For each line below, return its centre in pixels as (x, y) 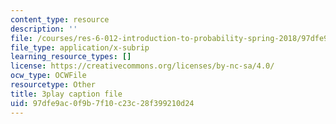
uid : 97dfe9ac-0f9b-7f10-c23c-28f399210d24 (102, 103)
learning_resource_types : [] (71, 57)
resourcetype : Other (53, 85)
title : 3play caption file (66, 94)
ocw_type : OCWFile (48, 76)
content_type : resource (60, 19)
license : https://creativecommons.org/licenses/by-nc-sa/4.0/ (142, 66)
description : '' (44, 29)
